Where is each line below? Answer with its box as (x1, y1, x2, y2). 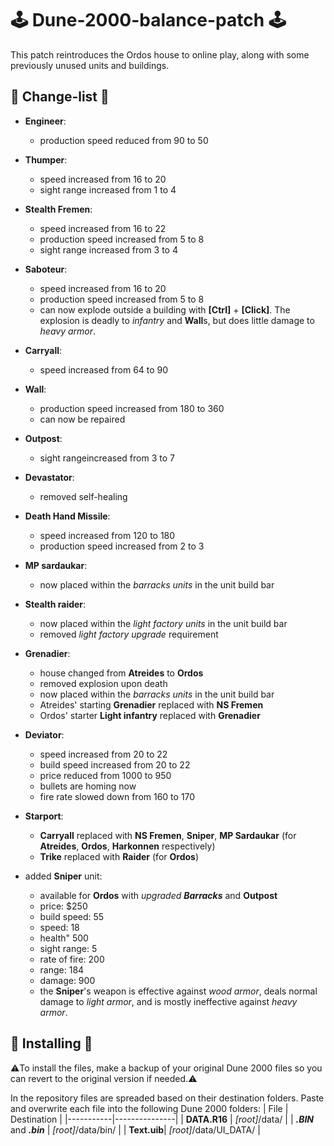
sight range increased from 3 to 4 (39, 243, 178, 256)
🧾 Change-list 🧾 (10, 88, 110, 106)
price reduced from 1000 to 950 (39, 769, 172, 781)
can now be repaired (39, 413, 126, 425)
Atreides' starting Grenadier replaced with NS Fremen (39, 698, 264, 711)
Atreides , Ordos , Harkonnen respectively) (39, 840, 216, 852)
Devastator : (24, 471, 75, 483)
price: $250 (39, 900, 88, 912)
